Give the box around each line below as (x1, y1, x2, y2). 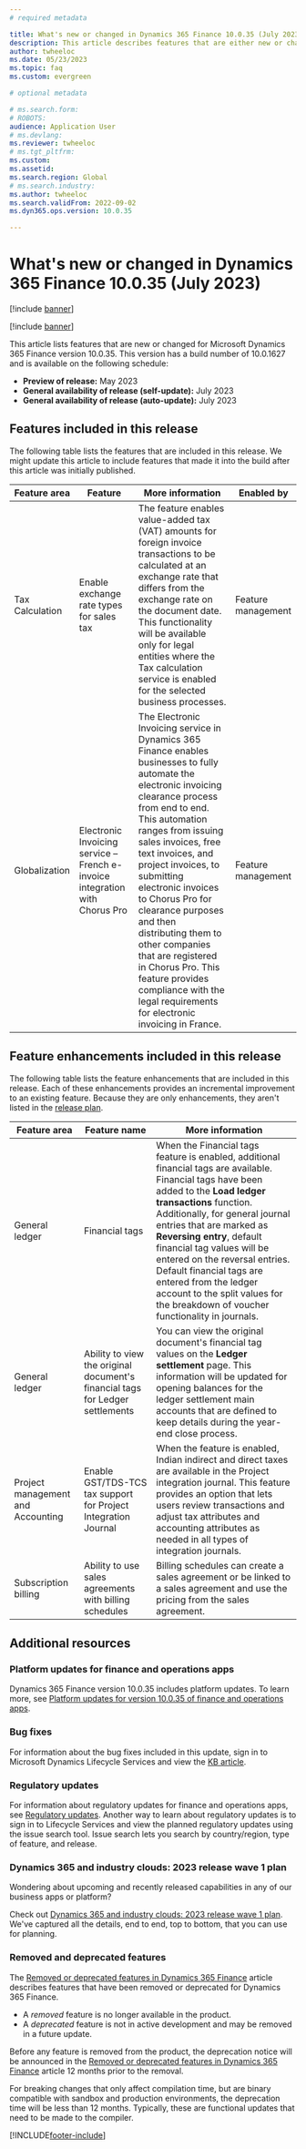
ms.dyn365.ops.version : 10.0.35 (9, 207, 132, 216)
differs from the (138, 581, 205, 594)
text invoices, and (138, 846, 214, 859)
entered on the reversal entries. (156, 1253, 291, 1265)
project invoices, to (138, 858, 220, 871)
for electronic (138, 1006, 196, 1018)
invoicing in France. (138, 1018, 221, 1030)
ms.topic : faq (9, 64, 64, 73)
